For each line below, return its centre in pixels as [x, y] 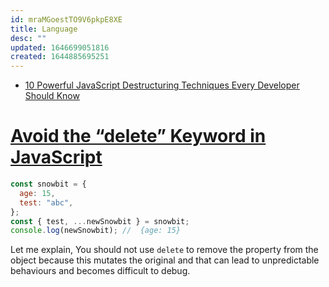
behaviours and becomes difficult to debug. [100, 271]
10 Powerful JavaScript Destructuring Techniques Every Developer [162, 85]
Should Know [52, 96]
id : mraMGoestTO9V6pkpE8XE [66, 19]
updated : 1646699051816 [60, 47]
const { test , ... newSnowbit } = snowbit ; [100, 221]
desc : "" [28, 38]
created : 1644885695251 [60, 57]
